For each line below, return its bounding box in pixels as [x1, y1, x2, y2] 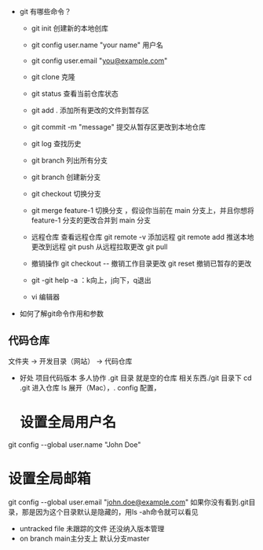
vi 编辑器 [31, 292, 60, 301]
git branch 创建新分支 [31, 172, 101, 181]
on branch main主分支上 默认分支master [19, 533, 150, 543]
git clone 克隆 [31, 72, 76, 81]
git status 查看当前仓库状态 [31, 89, 119, 98]
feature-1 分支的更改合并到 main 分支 [31, 215, 152, 225]
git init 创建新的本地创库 [31, 24, 108, 33]
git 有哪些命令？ [19, 7, 72, 16]
